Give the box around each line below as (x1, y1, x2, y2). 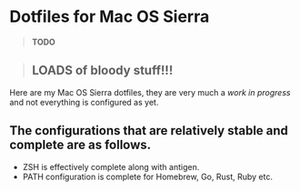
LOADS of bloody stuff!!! (31, 63, 174, 78)
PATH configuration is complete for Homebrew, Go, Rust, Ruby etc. (22, 171, 273, 182)
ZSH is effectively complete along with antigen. (22, 161, 200, 172)
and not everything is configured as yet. (9, 96, 159, 107)
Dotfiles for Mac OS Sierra (9, 6, 210, 27)
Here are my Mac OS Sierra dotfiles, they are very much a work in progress (9, 86, 291, 97)
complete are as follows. (9, 137, 152, 153)
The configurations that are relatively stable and (9, 123, 289, 138)
